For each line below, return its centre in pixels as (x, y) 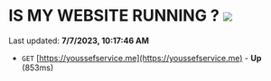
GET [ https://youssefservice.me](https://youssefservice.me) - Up (141, 58)
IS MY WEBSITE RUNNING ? (114, 16)
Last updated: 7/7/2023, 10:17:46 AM (79, 40)
